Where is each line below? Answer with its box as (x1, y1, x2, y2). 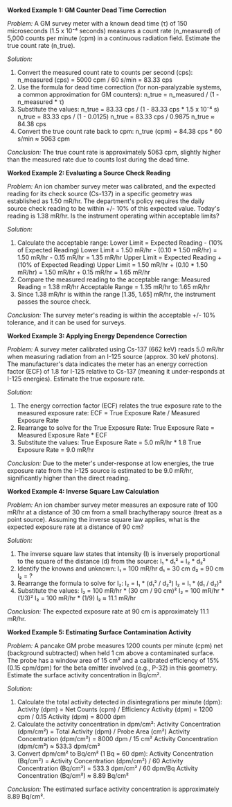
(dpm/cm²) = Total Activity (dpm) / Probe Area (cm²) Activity (17, 727, 190, 736)
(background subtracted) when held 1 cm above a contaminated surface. (7, 649, 215, 657)
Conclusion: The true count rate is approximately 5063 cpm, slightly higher (7, 148, 221, 156)
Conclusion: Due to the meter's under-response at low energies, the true (7, 459, 215, 467)
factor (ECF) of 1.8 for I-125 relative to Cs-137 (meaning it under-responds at (7, 367, 225, 375)
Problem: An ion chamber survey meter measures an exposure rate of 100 (7, 501, 218, 509)
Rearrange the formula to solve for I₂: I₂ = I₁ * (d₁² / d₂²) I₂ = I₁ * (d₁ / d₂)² (17, 579, 222, 587)
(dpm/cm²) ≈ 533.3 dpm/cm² (17, 742, 100, 750)
